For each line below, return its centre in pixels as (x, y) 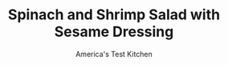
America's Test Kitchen (114, 54)
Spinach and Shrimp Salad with (114, 15)
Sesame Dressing (114, 32)
